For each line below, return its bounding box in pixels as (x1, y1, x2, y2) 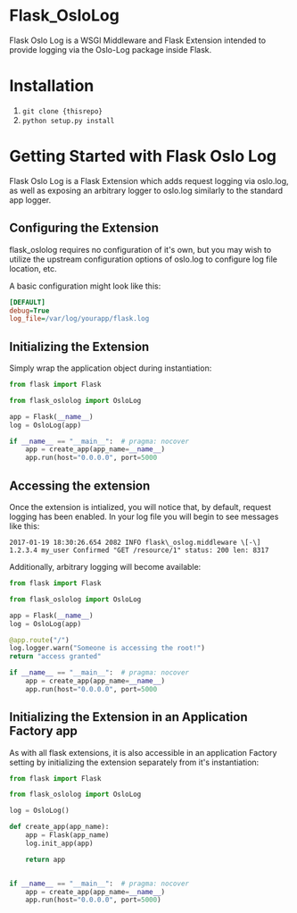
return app (25, 855, 66, 864)
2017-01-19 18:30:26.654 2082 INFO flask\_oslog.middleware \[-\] (9, 538, 261, 547)
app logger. (9, 194, 52, 205)
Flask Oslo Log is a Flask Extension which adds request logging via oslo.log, (9, 175, 289, 186)
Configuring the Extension (9, 221, 159, 236)
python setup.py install (21, 116, 115, 125)
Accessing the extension (9, 478, 151, 493)
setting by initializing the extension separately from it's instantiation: (9, 757, 260, 767)
